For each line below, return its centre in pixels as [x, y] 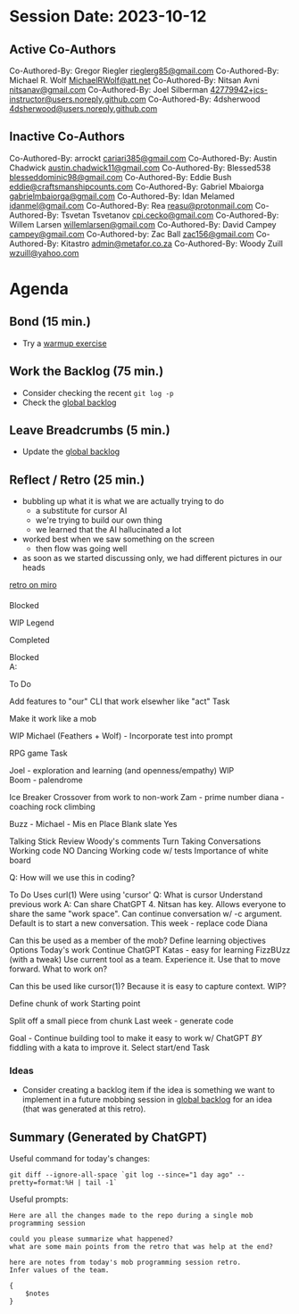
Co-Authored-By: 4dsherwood [204, 99]
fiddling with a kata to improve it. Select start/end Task [109, 1047]
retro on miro [33, 585]
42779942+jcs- [238, 90]
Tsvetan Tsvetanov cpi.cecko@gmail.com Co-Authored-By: [170, 215]
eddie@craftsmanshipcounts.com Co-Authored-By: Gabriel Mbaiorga [137, 186]
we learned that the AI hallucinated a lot [108, 530]
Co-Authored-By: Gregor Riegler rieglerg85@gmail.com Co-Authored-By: [144, 70]
